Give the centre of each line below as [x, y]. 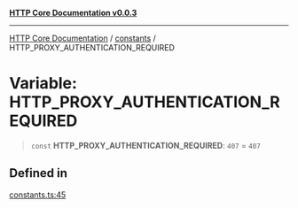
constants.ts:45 [38, 195]
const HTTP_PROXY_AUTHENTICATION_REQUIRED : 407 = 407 [146, 145]
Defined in [39, 173]
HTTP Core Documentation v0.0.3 [73, 13]
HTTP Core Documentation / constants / [83, 38]
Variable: [43, 84]
